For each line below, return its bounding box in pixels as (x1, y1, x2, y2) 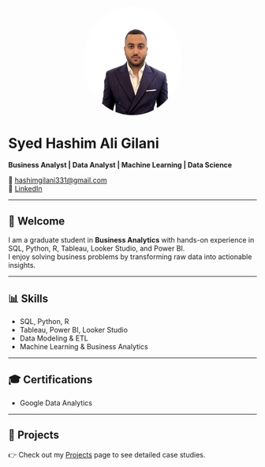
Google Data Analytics (19, 397, 93, 408)
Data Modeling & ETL (19, 333, 88, 343)
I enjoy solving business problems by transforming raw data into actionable (8, 252, 252, 262)
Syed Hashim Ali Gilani (8, 134, 159, 152)
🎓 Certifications (8, 373, 93, 386)
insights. (8, 261, 36, 270)
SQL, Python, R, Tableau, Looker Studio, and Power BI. (8, 243, 185, 254)
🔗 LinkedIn (8, 184, 43, 194)
